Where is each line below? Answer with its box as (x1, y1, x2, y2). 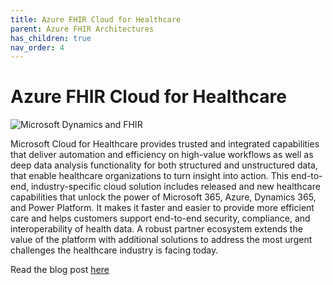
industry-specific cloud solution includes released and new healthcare (30, 181, 321, 193)
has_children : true (10, 33, 92, 43)
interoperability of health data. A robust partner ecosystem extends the (10, 223, 303, 235)
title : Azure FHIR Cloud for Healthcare (10, 14, 182, 25)
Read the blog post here (10, 264, 110, 276)
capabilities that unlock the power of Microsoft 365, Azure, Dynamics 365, (10, 191, 317, 203)
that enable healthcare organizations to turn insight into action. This (10, 170, 289, 182)
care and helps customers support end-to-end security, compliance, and (10, 212, 311, 225)
